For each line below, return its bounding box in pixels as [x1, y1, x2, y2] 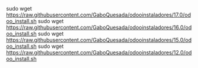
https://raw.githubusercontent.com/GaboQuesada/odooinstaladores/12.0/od [6, 49, 192, 56]
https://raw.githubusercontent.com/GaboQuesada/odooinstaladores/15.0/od [6, 37, 191, 43]
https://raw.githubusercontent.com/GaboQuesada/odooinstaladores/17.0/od [6, 11, 191, 18]
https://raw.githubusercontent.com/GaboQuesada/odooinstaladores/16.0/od [6, 24, 192, 31]
